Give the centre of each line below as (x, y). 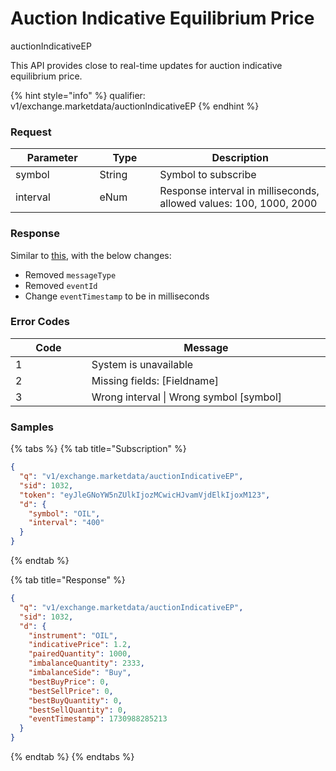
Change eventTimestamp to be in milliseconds (117, 296)
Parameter (52, 158)
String (113, 175)
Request (31, 132)
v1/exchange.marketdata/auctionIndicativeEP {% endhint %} (135, 106)
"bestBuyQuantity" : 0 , (75, 700)
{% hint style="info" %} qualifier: (78, 95)
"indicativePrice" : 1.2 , (80, 645)
